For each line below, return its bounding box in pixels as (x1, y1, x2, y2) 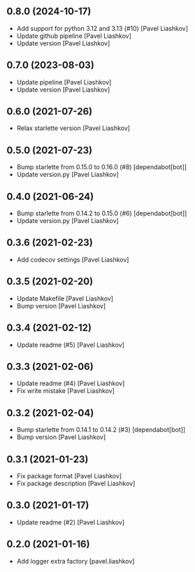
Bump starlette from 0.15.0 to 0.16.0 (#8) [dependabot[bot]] (16, 163, 187, 171)
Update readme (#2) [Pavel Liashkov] (16, 517, 125, 527)
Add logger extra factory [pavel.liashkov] (16, 557, 135, 565)
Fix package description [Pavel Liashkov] (16, 479, 136, 487)
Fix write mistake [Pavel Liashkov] (16, 387, 115, 395)
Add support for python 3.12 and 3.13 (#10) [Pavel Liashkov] (16, 24, 188, 32)
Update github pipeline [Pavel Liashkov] (16, 31, 132, 40)
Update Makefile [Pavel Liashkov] (16, 294, 113, 303)
